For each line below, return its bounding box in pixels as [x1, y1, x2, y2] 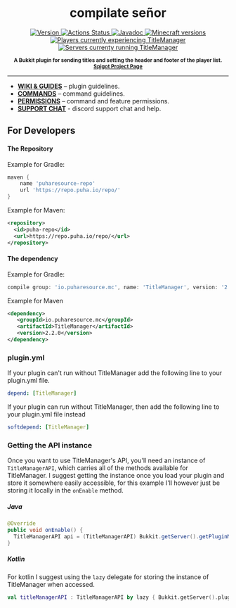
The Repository [7, 144, 54, 153]
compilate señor [70, 5, 166, 21]
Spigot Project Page [93, 63, 143, 70]
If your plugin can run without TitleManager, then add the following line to [7, 403, 220, 411]
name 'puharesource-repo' [20, 180, 96, 187]
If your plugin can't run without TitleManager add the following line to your [7, 369, 223, 377]
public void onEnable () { [7, 526, 83, 534]
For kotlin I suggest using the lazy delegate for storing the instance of [7, 572, 209, 581]
